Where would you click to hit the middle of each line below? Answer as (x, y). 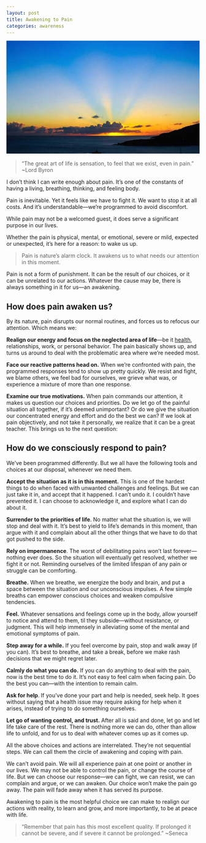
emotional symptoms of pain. (43, 633)
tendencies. (21, 602)
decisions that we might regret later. (52, 658)
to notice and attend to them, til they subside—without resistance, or (93, 620)
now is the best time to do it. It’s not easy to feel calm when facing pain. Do (101, 676)
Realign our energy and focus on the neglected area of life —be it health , (99, 340)
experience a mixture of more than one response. (69, 385)
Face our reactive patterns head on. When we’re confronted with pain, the (101, 365)
